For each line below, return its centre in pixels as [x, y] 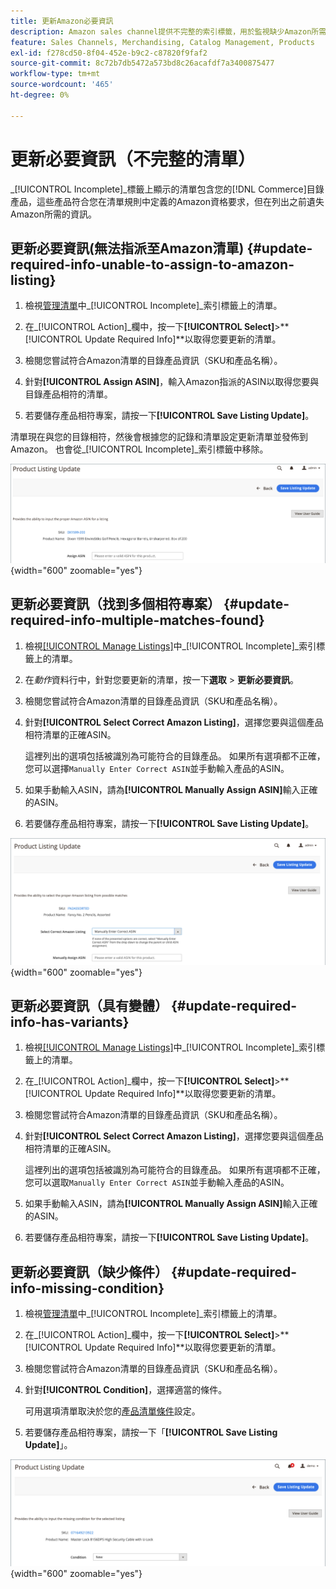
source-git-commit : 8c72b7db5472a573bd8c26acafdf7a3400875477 [142, 63]
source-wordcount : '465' [62, 85]
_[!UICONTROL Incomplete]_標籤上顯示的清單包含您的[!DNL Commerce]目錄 [167, 189]
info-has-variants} [70, 1021]
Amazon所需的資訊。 [53, 214]
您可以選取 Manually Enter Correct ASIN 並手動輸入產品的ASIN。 [157, 1182]
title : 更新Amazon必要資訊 [62, 21]
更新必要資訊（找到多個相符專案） [115, 604]
